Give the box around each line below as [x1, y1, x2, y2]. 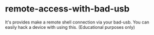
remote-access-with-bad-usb [5, 3, 130, 14]
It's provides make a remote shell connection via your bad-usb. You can [5, 19, 150, 25]
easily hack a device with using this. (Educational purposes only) [5, 24, 135, 30]
